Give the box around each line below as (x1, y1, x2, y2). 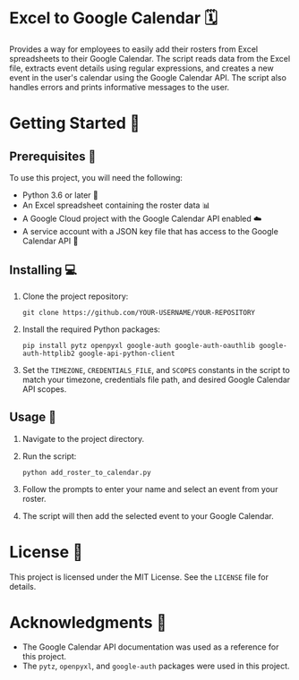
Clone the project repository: (21, 291, 129, 302)
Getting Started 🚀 (9, 114, 141, 133)
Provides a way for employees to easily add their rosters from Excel (9, 43, 258, 55)
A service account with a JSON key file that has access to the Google (21, 225, 279, 236)
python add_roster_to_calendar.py (21, 468, 151, 477)
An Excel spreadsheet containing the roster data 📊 (21, 200, 210, 210)
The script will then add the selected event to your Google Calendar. (21, 510, 275, 521)
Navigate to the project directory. (21, 433, 145, 444)
